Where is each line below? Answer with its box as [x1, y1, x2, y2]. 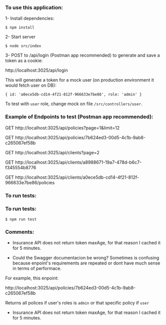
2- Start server [5, 34, 36, 40]
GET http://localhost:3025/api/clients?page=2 [5, 149, 100, 155]
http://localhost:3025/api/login [5, 67, 68, 74]
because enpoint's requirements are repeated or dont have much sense [12, 260, 160, 266]
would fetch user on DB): [5, 82, 56, 89]
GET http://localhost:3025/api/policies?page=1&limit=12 [5, 125, 120, 131]
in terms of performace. [12, 265, 61, 271]
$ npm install [5, 25, 35, 30]
